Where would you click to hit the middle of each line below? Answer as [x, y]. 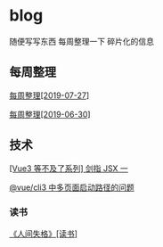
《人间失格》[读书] [44, 234]
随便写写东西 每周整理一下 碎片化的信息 [81, 41]
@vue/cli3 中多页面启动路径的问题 [72, 187]
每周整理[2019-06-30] [50, 114]
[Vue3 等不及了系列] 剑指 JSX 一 [69, 168]
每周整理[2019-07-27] [49, 95]
